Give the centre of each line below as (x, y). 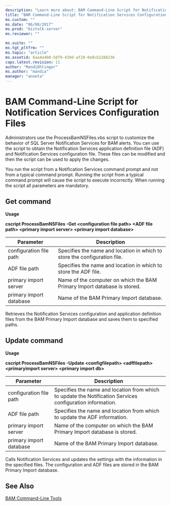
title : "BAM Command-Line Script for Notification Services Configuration (86, 15)
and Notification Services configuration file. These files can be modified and (85, 153)
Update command (34, 341)
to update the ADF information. (91, 417)
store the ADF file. (79, 272)
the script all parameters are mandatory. (47, 185)
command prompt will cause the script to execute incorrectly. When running (85, 180)
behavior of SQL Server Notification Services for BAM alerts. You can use (82, 143)
